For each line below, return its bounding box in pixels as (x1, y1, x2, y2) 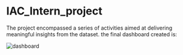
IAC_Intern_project (6, 4, 103, 18)
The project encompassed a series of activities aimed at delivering (6, 24, 173, 31)
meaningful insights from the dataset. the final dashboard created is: (6, 30, 178, 37)
